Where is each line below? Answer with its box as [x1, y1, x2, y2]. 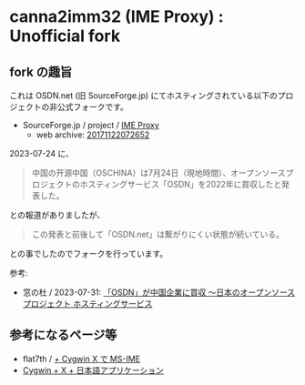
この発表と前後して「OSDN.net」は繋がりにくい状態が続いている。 [31, 229, 285, 239]
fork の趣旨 [9, 64, 73, 79]
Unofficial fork [9, 25, 121, 46]
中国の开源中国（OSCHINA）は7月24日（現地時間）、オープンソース [31, 167, 286, 178]
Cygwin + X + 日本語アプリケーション [22, 364, 164, 375]
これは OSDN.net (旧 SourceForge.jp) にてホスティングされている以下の [9, 90, 278, 101]
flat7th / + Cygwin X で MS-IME [22, 353, 141, 364]
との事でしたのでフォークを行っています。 [9, 248, 168, 258]
